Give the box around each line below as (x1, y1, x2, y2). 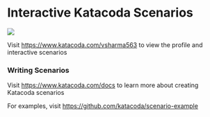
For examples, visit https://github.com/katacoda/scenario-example (7, 102, 198, 110)
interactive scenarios (7, 48, 67, 56)
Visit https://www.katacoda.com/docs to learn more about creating (7, 81, 199, 89)
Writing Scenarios (7, 65, 70, 75)
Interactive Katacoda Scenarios (7, 5, 193, 21)
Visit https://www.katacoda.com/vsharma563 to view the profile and (7, 40, 203, 49)
